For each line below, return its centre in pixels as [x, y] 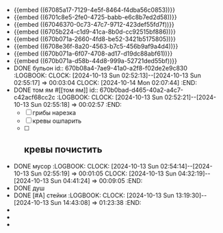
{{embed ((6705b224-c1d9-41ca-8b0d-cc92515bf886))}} [95, 32]
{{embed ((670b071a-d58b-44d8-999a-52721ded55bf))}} [95, 61]
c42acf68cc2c [35, 97]
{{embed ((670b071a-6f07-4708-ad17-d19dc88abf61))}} [93, 53]
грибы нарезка [54, 113]
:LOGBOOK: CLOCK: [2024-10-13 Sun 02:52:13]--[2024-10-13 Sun [107, 75]
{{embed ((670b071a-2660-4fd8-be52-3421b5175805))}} [95, 39]
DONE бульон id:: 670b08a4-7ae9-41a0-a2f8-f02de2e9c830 [101, 68]
